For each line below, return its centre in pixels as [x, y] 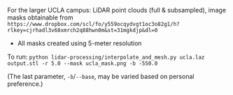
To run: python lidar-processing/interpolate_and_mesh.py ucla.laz [106, 57]
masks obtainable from [40, 17]
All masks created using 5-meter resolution [79, 43]
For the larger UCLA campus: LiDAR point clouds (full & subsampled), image [116, 10]
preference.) [25, 84]
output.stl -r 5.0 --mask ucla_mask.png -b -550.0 [83, 64]
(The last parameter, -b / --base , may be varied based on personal [101, 76]
